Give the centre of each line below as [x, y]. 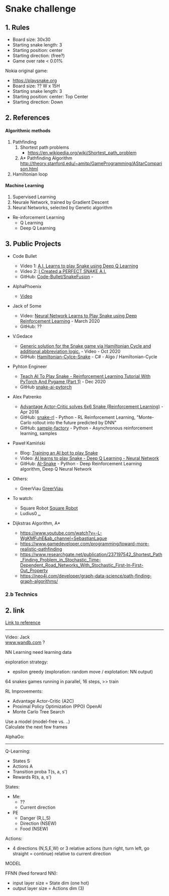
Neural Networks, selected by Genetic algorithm [62, 207]
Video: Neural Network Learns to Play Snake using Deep [78, 315]
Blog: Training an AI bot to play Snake [59, 453]
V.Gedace [22, 336]
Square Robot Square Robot [49, 508]
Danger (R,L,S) [35, 818]
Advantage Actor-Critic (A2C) [43, 701]
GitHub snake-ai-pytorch [46, 387]
